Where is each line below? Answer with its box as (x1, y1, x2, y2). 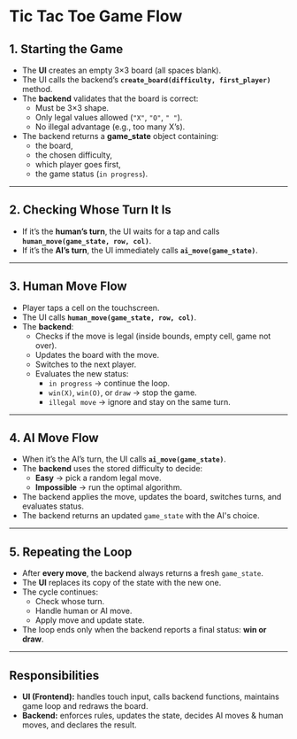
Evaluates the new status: (34, 368, 129, 378)
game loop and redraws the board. (21, 701, 148, 712)
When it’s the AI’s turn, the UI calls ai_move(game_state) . (21, 454, 227, 464)
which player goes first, (34, 159, 121, 169)
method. (21, 84, 53, 94)
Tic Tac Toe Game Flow (9, 6, 183, 27)
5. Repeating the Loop (9, 544, 133, 559)
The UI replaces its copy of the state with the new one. (21, 578, 222, 588)
